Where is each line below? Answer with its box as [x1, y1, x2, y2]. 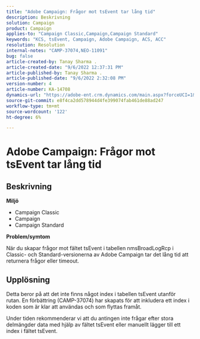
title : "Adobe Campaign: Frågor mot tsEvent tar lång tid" [6, 8, 156, 15]
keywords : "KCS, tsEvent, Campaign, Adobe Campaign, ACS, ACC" [6, 36, 167, 42]
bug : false [6, 53, 33, 59]
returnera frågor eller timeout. [6, 257, 79, 264]
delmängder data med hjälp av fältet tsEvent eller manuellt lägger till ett [6, 321, 181, 328]
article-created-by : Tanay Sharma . [6, 58, 97, 64]
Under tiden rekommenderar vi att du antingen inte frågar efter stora [6, 315, 174, 322]
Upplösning [6, 275, 51, 285]
